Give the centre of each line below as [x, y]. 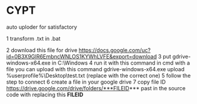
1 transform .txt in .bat [33, 38]
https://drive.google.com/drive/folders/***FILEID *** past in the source [96, 88]
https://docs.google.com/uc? [114, 50]
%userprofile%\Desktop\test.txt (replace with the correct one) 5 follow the [98, 75]
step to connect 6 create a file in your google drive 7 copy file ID [86, 82]
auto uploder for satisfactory [42, 27]
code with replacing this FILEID [45, 94]
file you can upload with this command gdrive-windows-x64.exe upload [95, 69]
